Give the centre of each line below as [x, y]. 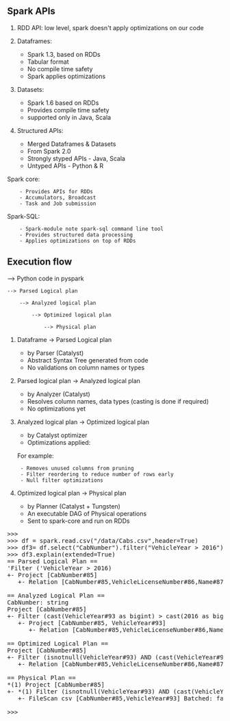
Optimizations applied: [59, 442]
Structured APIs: [40, 130]
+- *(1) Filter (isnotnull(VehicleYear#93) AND [88, 691]
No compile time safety [60, 69]
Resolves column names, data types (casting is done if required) [118, 401]
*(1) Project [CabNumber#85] [56, 684]
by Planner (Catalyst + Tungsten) [74, 506]
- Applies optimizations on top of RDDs [78, 241]
